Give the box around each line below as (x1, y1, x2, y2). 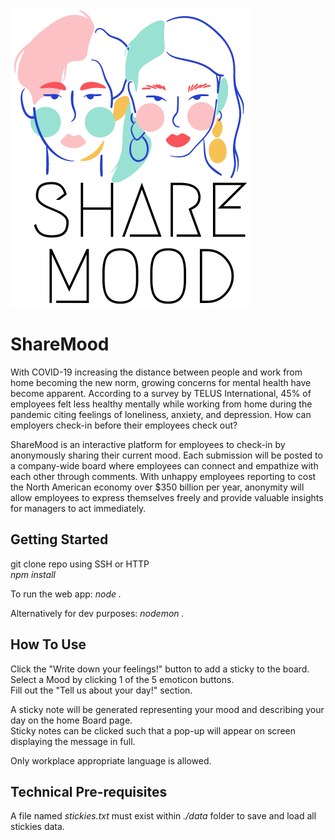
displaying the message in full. (10, 735, 136, 747)
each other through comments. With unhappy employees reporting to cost (10, 470, 317, 482)
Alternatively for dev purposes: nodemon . (10, 607, 185, 619)
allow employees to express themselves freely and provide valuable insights (10, 491, 324, 503)
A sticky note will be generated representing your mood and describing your (10, 703, 325, 715)
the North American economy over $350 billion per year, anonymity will (10, 481, 305, 493)
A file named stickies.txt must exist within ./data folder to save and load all (10, 810, 317, 822)
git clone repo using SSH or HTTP (10, 558, 150, 570)
